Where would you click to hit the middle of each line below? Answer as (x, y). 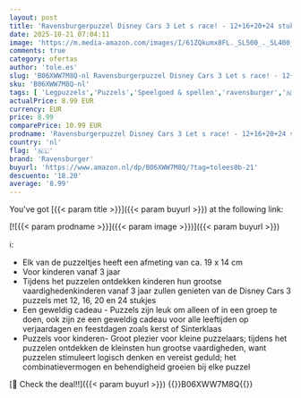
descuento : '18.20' (46, 175)
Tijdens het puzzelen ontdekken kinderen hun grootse (122, 282)
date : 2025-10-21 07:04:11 (60, 34)
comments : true (38, 51)
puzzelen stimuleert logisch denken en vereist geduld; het (129, 358)
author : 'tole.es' (43, 68)
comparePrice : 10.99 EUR (56, 126)
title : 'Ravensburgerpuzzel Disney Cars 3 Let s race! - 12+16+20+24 (142, 26)
